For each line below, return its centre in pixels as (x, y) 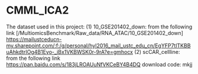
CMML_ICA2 (38, 10)
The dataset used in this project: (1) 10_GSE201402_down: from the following (99, 27)
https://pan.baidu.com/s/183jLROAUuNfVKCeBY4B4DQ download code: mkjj (99, 64)
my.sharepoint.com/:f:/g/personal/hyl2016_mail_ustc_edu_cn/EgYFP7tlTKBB (98, 46)
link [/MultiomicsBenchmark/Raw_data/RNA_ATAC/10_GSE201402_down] (95, 33)
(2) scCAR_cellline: (157, 52)
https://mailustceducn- (34, 39)
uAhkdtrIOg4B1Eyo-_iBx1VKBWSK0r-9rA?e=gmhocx (69, 52)
